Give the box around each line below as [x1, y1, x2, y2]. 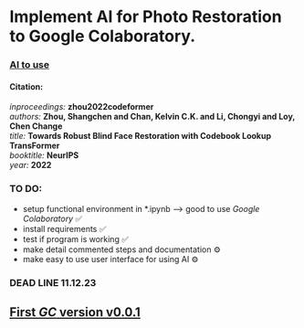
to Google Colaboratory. [9, 26, 196, 47]
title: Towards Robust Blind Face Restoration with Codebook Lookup [9, 131, 272, 142]
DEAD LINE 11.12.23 [9, 276, 97, 289]
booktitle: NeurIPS [9, 150, 79, 161]
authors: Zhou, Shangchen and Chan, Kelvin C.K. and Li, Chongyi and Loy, [9, 111, 296, 122]
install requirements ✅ [22, 223, 107, 234]
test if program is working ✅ [22, 233, 130, 244]
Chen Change [9, 121, 63, 132]
